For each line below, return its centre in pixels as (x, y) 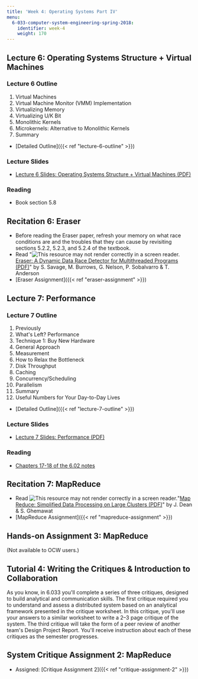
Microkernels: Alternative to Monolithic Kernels (72, 128)
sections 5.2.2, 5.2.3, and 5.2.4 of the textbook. (73, 248)
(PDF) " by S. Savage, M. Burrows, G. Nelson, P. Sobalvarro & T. (92, 267)
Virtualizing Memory (40, 109)
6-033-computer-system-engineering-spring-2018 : (73, 23)
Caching (25, 372)
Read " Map (103, 498)
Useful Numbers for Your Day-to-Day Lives (68, 397)
